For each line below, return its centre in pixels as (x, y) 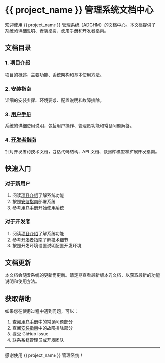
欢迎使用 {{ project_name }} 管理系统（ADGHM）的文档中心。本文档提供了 (81, 25)
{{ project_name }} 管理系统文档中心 (79, 10)
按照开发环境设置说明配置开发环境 (47, 245)
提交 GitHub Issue (30, 334)
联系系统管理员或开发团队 (38, 340)
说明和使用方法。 (22, 281)
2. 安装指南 (18, 89)
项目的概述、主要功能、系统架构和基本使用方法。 (55, 75)
